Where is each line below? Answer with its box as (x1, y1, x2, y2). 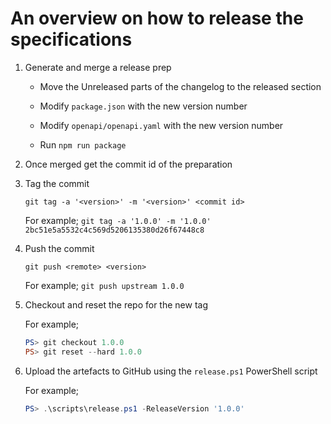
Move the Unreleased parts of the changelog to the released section (39, 80, 322, 92)
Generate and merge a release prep (24, 61, 172, 73)
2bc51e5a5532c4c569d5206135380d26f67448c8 (24, 225, 205, 235)
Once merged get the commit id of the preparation (24, 158, 233, 170)
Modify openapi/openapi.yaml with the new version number (39, 119, 284, 131)
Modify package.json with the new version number (39, 100, 248, 112)
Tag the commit (24, 177, 90, 189)
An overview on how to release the (10, 7, 304, 30)
